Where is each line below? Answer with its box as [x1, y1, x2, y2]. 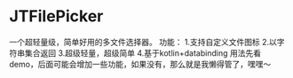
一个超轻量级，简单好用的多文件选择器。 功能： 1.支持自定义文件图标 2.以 [9, 36, 278, 47]
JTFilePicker [9, 6, 104, 27]
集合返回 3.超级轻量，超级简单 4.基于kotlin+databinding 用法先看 [24, 47, 262, 58]
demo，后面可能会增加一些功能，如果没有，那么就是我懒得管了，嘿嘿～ [9, 58, 272, 69]
